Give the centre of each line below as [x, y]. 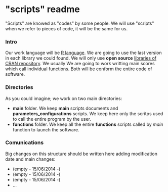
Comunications [25, 142]
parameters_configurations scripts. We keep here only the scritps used [88, 113]
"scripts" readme [43, 9]
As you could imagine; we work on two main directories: [64, 98]
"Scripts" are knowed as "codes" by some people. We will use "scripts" [80, 23]
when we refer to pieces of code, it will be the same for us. [67, 28]
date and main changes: [30, 159]
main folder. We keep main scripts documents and [65, 108]
